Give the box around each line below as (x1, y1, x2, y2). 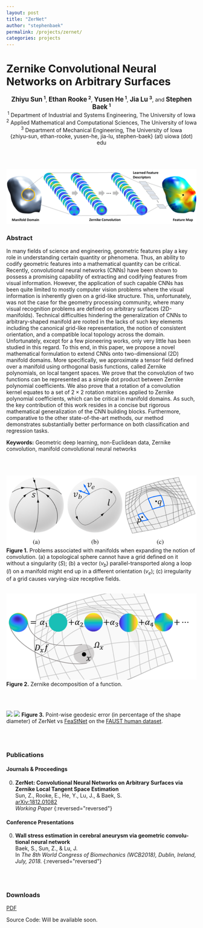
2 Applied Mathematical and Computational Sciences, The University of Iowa (6, 118, 197, 126)
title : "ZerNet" (6, 16, 47, 22)
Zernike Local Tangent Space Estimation (14, 785, 119, 793)
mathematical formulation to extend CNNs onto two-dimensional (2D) (6, 350, 179, 358)
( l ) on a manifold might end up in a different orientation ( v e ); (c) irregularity (6, 567, 192, 576)
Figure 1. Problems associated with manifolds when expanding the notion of (6, 547, 195, 554)
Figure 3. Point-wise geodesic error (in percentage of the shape (21, 710, 181, 718)
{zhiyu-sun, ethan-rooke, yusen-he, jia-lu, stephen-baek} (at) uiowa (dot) (10, 133, 193, 140)
